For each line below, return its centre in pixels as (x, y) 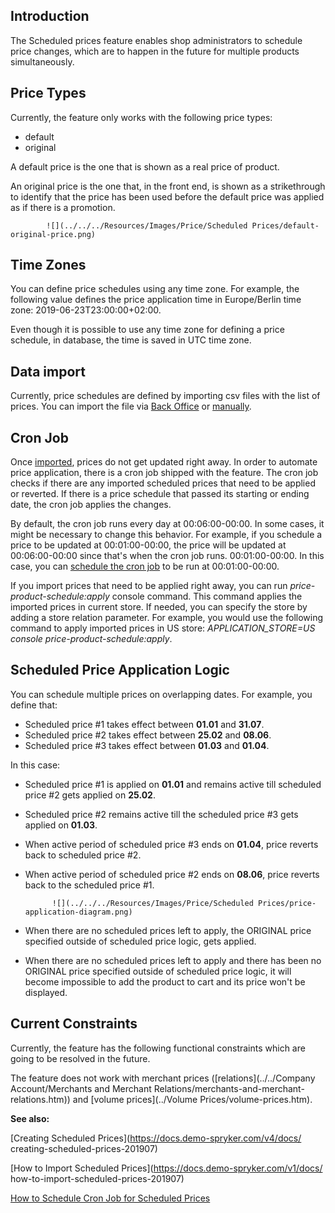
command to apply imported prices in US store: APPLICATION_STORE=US (163, 628)
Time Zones (48, 265)
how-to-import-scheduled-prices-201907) (97, 1178)
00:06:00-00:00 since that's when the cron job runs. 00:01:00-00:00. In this (167, 556)
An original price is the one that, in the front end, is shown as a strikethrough (168, 186)
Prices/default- (285, 225)
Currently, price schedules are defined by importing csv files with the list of (165, 396)
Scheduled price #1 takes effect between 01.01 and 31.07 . (144, 724)
